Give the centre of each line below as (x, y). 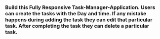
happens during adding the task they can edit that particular (79, 20)
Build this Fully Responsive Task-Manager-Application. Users (80, 7)
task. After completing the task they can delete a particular (77, 26)
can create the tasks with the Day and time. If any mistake (76, 13)
